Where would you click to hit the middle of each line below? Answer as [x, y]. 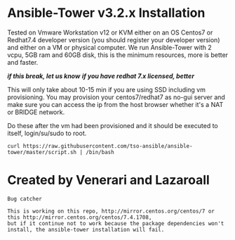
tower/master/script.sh [42, 152]
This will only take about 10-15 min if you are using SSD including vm [106, 89]
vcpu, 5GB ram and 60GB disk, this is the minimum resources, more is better [118, 55]
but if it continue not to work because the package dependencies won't [116, 223]
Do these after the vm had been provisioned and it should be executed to [113, 125]
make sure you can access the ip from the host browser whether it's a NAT [115, 104]
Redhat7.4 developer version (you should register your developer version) [114, 39]
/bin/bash [100, 152]
